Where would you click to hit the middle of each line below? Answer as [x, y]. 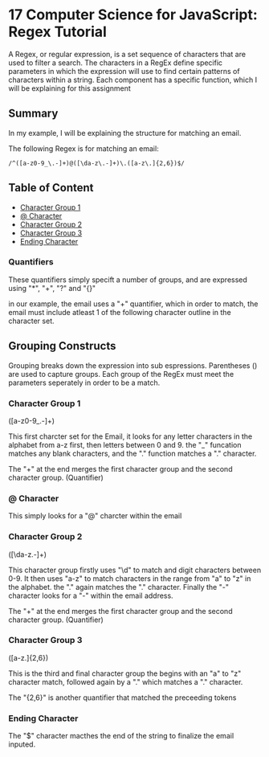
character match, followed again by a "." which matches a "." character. [126, 681]
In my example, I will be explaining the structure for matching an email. [125, 133]
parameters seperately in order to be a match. [84, 383]
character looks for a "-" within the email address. [91, 595]
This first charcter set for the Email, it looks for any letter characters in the [130, 436]
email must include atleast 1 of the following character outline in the [120, 312]
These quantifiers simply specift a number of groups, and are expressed [128, 280]
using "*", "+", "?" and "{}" [52, 288]
